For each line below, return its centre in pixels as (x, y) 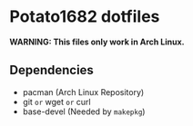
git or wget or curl (56, 102)
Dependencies (51, 70)
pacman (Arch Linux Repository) (83, 92)
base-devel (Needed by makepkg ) (84, 111)
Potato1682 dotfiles (85, 17)
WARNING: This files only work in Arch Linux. (97, 42)
